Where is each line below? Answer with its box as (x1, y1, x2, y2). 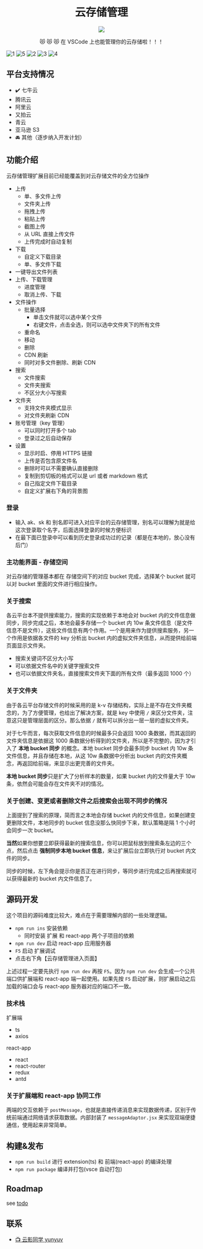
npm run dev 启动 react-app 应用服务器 (14, 939, 112, 947)
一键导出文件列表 (14, 268, 58, 275)
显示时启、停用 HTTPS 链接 (24, 449, 92, 456)
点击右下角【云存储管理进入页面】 (14, 955, 100, 962)
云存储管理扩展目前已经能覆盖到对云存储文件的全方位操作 (6, 172, 149, 179)
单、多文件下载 (24, 261, 62, 268)
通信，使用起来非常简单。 (6, 1121, 70, 1129)
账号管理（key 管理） (14, 419, 68, 426)
